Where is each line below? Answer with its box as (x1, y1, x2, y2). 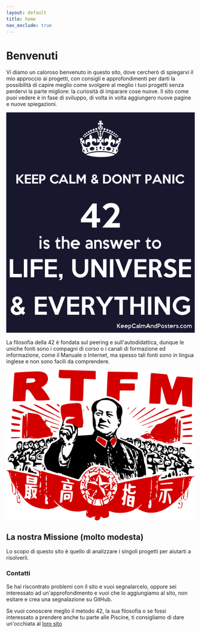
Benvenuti (6, 49, 58, 62)
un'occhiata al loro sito (6, 620, 62, 627)
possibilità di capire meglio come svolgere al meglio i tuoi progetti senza (6, 82, 184, 89)
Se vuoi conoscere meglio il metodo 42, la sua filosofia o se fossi (6, 607, 166, 614)
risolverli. (6, 554, 29, 562)
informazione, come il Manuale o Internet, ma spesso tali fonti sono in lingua (6, 351, 194, 359)
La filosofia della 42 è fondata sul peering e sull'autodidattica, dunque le (6, 339, 184, 346)
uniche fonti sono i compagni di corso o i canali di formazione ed (6, 345, 166, 352)
